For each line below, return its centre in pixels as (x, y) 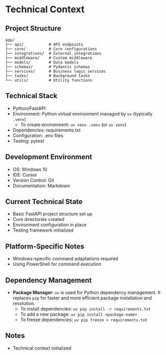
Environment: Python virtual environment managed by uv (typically (82, 114)
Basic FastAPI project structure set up (53, 214)
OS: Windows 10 (30, 169)
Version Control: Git (33, 180)
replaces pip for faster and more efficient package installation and (82, 298)
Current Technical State (44, 202)
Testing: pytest (28, 141)
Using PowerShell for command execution (57, 264)
